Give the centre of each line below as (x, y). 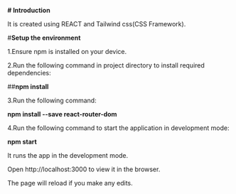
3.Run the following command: (52, 100)
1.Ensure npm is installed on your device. (67, 52)
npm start (22, 142)
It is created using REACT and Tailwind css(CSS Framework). (97, 24)
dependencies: (29, 73)
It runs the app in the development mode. (68, 155)
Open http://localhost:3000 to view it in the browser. (84, 169)
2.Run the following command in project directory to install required (106, 65)
